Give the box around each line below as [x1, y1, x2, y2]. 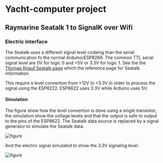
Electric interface [5, 38, 48, 45]
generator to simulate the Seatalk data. [5, 123, 84, 129]
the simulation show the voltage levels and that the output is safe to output [5, 113, 158, 119]
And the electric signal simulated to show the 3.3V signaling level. [5, 143, 139, 149]
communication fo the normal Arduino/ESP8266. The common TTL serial [5, 54, 154, 60]
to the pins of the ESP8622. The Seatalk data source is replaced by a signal [5, 118, 159, 124]
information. [5, 70, 30, 76]
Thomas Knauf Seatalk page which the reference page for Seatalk [5, 65, 140, 71]
